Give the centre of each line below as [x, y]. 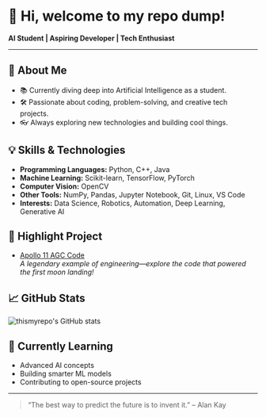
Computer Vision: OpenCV [64, 186]
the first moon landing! [57, 272]
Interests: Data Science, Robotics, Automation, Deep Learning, [122, 203]
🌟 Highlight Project [55, 236]
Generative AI [42, 211]
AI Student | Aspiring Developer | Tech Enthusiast [91, 38]
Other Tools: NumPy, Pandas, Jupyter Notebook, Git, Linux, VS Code [132, 194]
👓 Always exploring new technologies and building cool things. [123, 122]
